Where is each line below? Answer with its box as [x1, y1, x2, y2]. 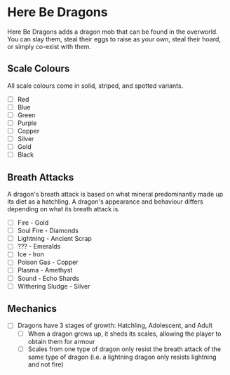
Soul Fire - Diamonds [17, 226, 79, 235]
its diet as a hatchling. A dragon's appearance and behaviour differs [7, 197, 203, 206]
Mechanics [7, 303, 57, 315]
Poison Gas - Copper [17, 258, 79, 267]
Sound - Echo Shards [17, 274, 79, 282]
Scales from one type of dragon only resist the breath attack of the [27, 345, 222, 353]
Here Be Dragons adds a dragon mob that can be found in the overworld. [7, 27, 219, 36]
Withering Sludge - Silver [17, 282, 90, 290]
